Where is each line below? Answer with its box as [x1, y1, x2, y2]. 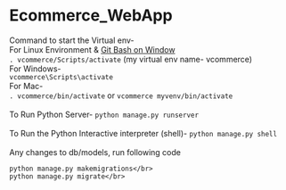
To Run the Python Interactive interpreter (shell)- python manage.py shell [9, 128, 278, 138]
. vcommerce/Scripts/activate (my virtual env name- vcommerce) [9, 54, 252, 64]
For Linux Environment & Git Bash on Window [9, 44, 176, 54]
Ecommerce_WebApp [9, 5, 173, 26]
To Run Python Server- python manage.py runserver [9, 109, 199, 120]
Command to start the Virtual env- [9, 35, 135, 45]
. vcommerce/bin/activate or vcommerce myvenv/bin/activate [9, 90, 233, 101]
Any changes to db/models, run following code [9, 146, 181, 157]
